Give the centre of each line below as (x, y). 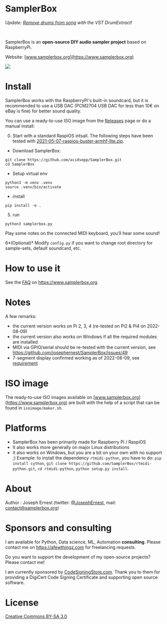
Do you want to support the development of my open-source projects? (78, 557)
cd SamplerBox (20, 164)
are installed (25, 342)
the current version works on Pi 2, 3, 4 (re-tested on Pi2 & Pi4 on (79, 326)
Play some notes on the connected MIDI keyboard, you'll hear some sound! (82, 233)
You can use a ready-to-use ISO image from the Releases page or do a (78, 120)
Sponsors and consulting (58, 528)
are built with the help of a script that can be (114, 402)
